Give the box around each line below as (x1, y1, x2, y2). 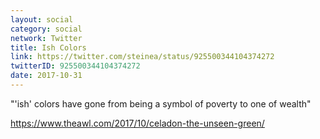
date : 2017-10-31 (10, 71, 83, 81)
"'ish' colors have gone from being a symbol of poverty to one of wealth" (10, 97, 312, 110)
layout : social (10, 14, 74, 25)
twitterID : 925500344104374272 (10, 61, 141, 71)
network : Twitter (10, 33, 83, 43)
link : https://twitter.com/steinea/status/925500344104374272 (10, 52, 275, 62)
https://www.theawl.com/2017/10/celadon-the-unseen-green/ (10, 117, 265, 129)
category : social (10, 24, 83, 34)
